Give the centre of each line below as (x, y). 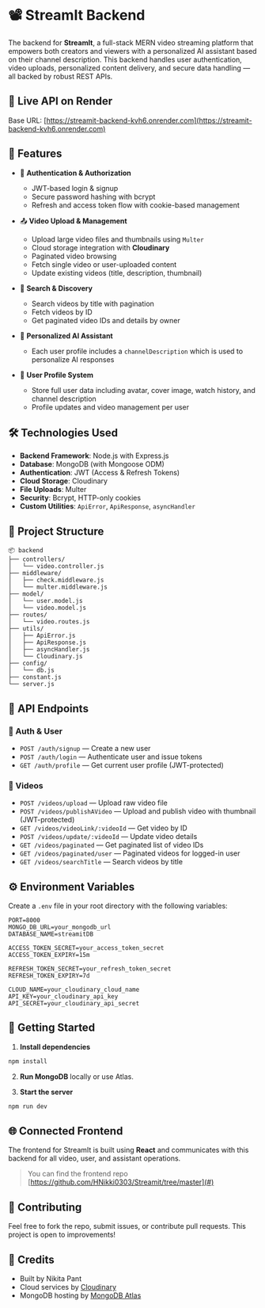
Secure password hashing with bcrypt (93, 196)
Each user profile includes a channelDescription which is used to (137, 351)
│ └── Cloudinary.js (45, 657)
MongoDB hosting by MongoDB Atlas (80, 1295)
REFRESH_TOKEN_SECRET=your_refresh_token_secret (90, 969)
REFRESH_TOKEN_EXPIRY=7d (49, 975)
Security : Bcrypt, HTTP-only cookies (80, 498)
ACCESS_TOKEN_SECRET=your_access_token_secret (86, 948)
